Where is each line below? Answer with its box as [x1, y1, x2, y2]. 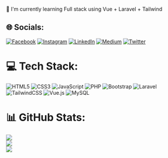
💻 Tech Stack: [6, 60, 78, 73]
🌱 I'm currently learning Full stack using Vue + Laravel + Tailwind [6, 6, 163, 12]
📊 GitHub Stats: [6, 111, 86, 124]
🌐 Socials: [6, 22, 44, 32]
